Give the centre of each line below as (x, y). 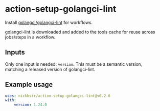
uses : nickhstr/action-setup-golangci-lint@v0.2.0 (58, 96)
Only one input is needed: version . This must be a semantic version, (74, 64)
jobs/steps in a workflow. (30, 37)
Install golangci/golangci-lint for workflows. (49, 22)
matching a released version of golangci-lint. (50, 69)
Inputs (15, 52)
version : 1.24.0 (31, 105)
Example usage (29, 84)
